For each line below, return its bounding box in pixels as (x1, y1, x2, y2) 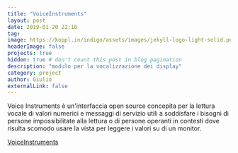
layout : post (7, 17, 46, 24)
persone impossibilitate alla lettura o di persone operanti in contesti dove (7, 117, 220, 126)
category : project (7, 69, 62, 76)
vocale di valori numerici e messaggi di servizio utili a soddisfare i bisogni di (7, 109, 229, 118)
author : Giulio (7, 75, 52, 83)
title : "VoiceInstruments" (7, 10, 87, 18)
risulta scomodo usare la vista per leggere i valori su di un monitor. (7, 124, 202, 133)
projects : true (7, 50, 52, 57)
